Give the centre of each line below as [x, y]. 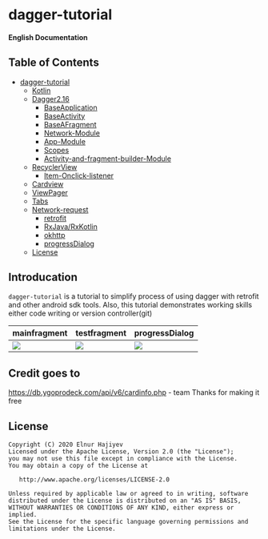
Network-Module [72, 133]
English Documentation [48, 37]
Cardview [48, 184]
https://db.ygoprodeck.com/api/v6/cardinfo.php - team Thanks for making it [134, 392]
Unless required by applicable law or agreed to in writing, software [128, 494]
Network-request [60, 209]
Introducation [43, 277]
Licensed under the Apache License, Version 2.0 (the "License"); [121, 452]
